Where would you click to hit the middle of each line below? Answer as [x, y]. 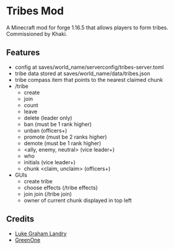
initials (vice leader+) [50, 162]
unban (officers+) [45, 130]
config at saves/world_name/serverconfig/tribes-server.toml [89, 67]
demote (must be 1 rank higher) [62, 143]
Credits [20, 219]
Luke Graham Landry [41, 233]
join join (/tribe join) [48, 194]
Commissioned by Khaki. [37, 33]
